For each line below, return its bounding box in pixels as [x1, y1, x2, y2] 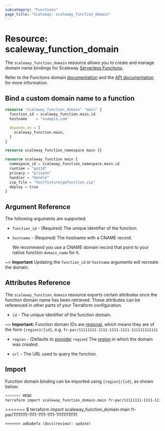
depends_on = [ [9, 125, 41, 130]
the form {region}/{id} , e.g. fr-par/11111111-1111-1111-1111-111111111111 [5, 326, 158, 332]
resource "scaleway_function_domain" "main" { [5, 107, 102, 112]
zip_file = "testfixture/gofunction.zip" [9, 180, 96, 185]
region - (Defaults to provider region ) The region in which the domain [12, 336, 153, 342]
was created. [12, 341, 39, 347]
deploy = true [9, 184, 38, 189]
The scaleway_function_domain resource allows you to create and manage [5, 60, 155, 66]
